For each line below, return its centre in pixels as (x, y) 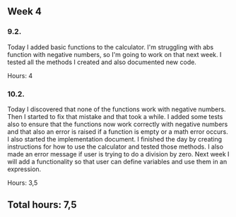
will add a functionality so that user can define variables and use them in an (117, 161)
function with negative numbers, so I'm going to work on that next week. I (114, 54)
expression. (24, 169)
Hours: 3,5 (23, 182)
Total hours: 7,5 (42, 205)
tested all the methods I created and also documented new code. (102, 62)
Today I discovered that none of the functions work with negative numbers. (117, 109)
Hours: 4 (20, 75)
